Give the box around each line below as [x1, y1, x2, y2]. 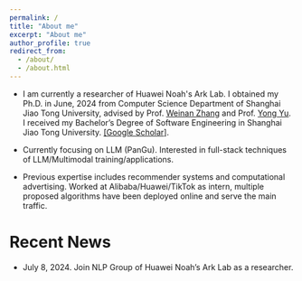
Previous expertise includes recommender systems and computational [22, 171, 286, 182]
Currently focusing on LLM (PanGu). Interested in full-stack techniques [22, 144, 288, 155]
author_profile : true [9, 38, 91, 48]
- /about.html [17, 64, 71, 73]
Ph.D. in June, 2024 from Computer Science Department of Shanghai [22, 98, 281, 108]
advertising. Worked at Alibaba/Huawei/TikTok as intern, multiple [22, 181, 265, 192]
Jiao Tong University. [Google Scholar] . [22, 126, 170, 137]
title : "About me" [9, 22, 79, 31]
